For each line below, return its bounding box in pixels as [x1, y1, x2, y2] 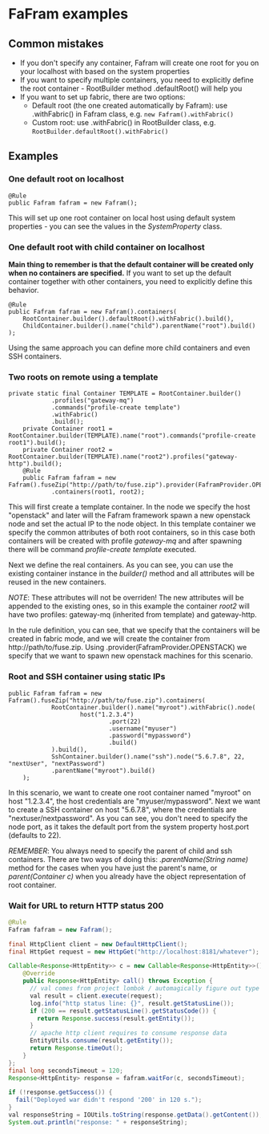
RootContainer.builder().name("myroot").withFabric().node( [50, 703, 256, 711]
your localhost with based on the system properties [19, 67, 191, 76]
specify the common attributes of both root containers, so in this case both [8, 527, 256, 538]
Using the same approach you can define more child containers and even [8, 343, 251, 352]
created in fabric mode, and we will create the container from [8, 634, 211, 644]
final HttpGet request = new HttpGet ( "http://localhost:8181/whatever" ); [8, 948, 260, 956]
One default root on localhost [8, 173, 124, 185]
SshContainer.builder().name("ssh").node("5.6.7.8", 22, [50, 752, 246, 761]
